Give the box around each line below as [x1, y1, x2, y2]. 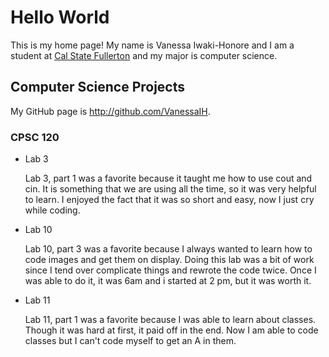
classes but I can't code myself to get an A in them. [24, 335, 237, 347]
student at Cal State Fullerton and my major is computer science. [10, 49, 278, 61]
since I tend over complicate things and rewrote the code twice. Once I [24, 264, 317, 276]
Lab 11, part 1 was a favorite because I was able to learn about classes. [24, 314, 317, 326]
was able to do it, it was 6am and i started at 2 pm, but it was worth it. [24, 275, 312, 287]
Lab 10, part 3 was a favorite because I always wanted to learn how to [24, 243, 313, 255]
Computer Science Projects [10, 79, 186, 96]
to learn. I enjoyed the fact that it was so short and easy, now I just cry [24, 194, 315, 206]
